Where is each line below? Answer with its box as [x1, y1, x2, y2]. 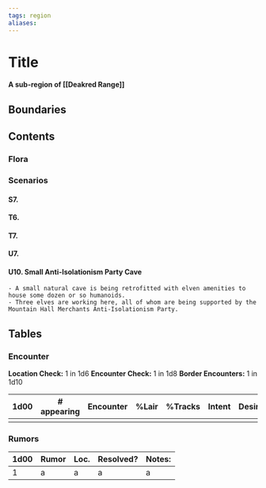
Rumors [8, 433, 40, 444]
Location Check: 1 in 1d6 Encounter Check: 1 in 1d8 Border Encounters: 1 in [8, 369, 258, 378]
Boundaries [8, 102, 66, 116]
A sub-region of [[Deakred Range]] [8, 80, 125, 90]
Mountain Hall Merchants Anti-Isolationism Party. [8, 305, 179, 313]
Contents [8, 130, 55, 144]
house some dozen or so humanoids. [8, 291, 126, 300]
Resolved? [97, 454, 139, 465]
